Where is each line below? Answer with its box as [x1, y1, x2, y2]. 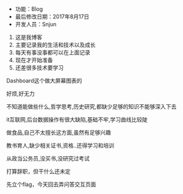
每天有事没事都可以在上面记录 [15, 49, 90, 56]
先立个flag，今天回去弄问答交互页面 [6, 181, 96, 188]
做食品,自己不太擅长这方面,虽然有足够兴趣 [6, 129, 112, 136]
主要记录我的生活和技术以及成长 [15, 41, 96, 48]
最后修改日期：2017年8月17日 [15, 13, 90, 20]
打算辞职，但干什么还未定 [6, 168, 71, 175]
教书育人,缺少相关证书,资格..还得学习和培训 [6, 142, 115, 149]
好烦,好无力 [6, 90, 35, 97]
